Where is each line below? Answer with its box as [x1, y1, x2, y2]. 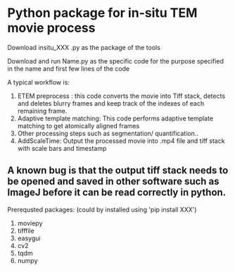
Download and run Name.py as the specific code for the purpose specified [7, 56, 224, 65]
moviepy [17, 218, 43, 227]
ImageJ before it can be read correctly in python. [7, 187, 227, 199]
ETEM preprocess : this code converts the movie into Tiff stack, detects [17, 92, 226, 100]
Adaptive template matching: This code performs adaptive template [17, 114, 213, 123]
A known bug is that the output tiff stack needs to [7, 164, 229, 177]
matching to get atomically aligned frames [17, 121, 140, 130]
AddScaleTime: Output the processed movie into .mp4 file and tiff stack [17, 136, 225, 145]
